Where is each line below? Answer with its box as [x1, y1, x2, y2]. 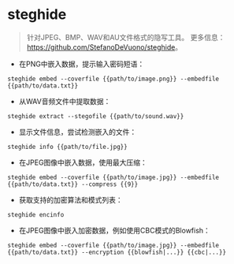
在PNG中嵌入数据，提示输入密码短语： [18, 59, 145, 69]
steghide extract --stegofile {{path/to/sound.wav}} [7, 112, 184, 120]
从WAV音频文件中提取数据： [18, 96, 111, 106]
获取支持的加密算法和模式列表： [18, 195, 123, 204]
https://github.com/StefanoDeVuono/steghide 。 [26, 42, 183, 52]
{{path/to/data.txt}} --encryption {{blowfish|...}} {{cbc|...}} [7, 248, 226, 256]
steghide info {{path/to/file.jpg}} [7, 143, 128, 151]
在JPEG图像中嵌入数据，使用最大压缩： [18, 158, 147, 167]
